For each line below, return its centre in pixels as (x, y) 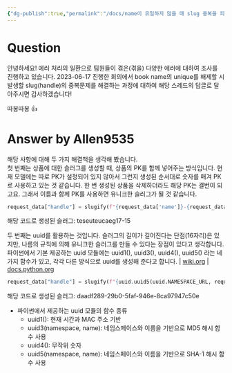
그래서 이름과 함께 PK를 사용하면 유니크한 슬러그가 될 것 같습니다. (109, 194)
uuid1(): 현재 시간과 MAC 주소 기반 (74, 320)
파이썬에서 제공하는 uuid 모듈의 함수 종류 (72, 311)
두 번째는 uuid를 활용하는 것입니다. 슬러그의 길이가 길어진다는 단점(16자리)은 (110, 235)
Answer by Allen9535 (71, 139)
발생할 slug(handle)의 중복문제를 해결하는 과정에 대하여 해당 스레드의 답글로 (110, 85)
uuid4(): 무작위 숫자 (54, 345)
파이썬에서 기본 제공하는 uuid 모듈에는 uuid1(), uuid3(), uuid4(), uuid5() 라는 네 (115, 253)
